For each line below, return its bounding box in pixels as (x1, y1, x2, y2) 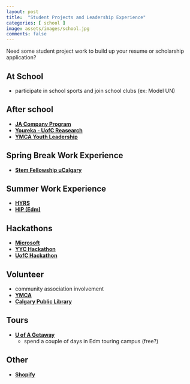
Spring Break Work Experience (6, 150, 123, 161)
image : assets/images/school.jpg (6, 25, 90, 32)
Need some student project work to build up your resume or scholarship (6, 47, 185, 55)
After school (6, 104, 54, 114)
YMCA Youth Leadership (14, 133, 78, 140)
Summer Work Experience (6, 183, 107, 193)
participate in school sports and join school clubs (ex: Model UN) (14, 87, 176, 94)
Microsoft (14, 239, 40, 246)
